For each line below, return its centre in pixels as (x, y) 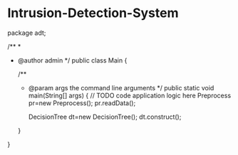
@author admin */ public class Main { (72, 60)
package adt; (27, 33)
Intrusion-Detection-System (93, 13)
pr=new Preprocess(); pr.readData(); (82, 103)
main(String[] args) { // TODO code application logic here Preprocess (130, 95)
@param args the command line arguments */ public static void (121, 87)
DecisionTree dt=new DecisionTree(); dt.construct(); (105, 117)
